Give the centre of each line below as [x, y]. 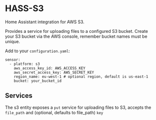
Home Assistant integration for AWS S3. [45, 22]
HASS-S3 [24, 8]
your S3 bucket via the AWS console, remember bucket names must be [76, 36]
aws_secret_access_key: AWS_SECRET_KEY [54, 72]
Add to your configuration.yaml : [38, 51]
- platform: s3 [25, 64]
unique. [13, 41]
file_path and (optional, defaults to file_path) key [54, 112]
